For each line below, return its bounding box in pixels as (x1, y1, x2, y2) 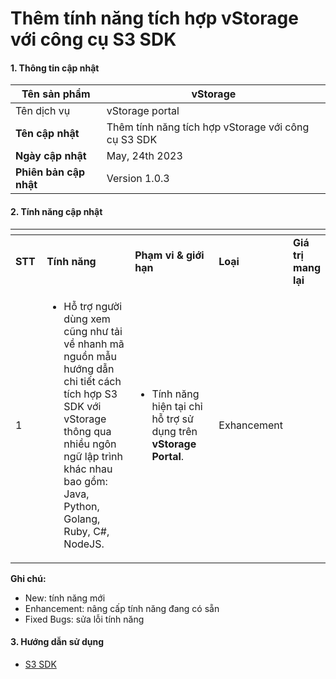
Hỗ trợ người (63, 299, 123, 313)
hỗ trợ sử (151, 412, 194, 426)
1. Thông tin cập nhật (10, 62, 100, 74)
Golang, (63, 512, 101, 526)
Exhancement (218, 418, 284, 432)
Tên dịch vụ (15, 104, 71, 118)
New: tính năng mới (24, 592, 106, 604)
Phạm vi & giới (134, 248, 205, 262)
